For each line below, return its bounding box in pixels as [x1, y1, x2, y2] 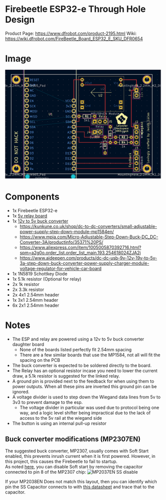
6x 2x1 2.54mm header [12, 302, 59, 308]
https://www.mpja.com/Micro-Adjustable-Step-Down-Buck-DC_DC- [19, 234, 159, 240]
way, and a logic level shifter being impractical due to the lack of [19, 410, 151, 416]
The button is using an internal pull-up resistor [12, 420, 107, 427]
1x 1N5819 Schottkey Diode [12, 271, 68, 277]
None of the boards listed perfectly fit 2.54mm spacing [19, 347, 132, 353]
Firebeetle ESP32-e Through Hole [5, 3, 146, 15]
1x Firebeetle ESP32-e [12, 208, 58, 214]
